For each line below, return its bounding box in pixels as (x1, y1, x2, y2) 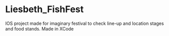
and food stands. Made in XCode (5, 25, 74, 31)
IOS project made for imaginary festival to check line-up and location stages (5, 20, 164, 26)
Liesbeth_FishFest (5, 4, 84, 15)
